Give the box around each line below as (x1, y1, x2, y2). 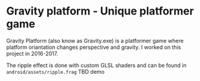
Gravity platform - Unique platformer (6, 4, 195, 18)
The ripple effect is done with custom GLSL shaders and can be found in (6, 62, 187, 69)
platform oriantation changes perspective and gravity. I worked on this (6, 44, 181, 51)
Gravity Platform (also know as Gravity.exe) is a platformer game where (6, 37, 184, 44)
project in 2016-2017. (6, 50, 59, 57)
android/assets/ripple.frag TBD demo (6, 68, 105, 75)
